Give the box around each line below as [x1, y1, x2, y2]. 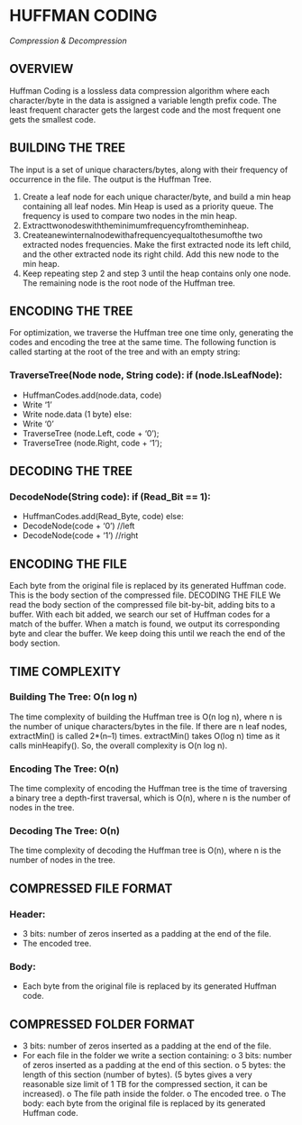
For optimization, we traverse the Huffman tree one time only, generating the [9, 327, 294, 338]
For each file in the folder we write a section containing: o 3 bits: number [22, 1050, 293, 1061]
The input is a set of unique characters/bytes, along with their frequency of [9, 164, 288, 175]
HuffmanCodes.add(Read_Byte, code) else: [22, 511, 184, 522]
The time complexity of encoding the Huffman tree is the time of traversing [9, 783, 288, 794]
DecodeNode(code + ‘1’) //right [22, 530, 139, 541]
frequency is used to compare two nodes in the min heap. [22, 210, 237, 221]
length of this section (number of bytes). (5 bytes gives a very [22, 1069, 252, 1080]
